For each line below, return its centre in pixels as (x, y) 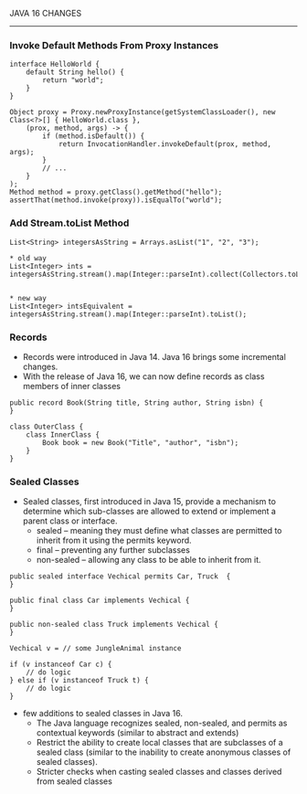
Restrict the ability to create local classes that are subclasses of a (159, 743)
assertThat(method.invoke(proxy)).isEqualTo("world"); (116, 200)
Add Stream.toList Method (69, 223)
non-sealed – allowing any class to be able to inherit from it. (149, 560)
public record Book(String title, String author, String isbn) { (136, 402)
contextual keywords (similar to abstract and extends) (138, 733)
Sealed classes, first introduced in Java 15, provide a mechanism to (149, 502)
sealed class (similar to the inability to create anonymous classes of (164, 752)
